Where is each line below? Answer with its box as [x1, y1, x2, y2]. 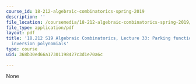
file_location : [6, 19, 43, 25]
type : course [6, 46, 38, 52]
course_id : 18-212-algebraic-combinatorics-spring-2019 [6, 8, 145, 14]
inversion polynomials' [11, 41, 69, 47]
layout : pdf [6, 30, 35, 36]
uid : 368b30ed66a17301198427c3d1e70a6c [6, 52, 103, 57]
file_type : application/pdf [6, 24, 75, 31]
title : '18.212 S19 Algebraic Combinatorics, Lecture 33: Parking [6, 35, 171, 41]
